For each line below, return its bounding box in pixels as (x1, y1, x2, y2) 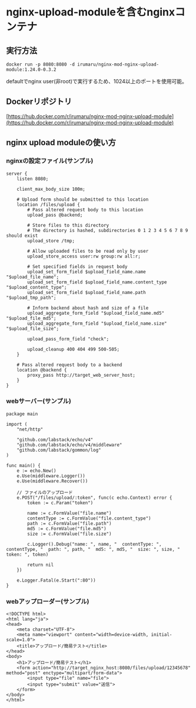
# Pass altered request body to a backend (16, 361, 122, 368)
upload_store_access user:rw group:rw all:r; (27, 253, 141, 259)
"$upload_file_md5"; (6, 315, 57, 321)
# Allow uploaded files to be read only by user (27, 248, 149, 254)
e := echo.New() (16, 468, 57, 474)
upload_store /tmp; (27, 237, 75, 244)
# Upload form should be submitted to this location (16, 196, 149, 203)
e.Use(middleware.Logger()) (16, 473, 85, 479)
